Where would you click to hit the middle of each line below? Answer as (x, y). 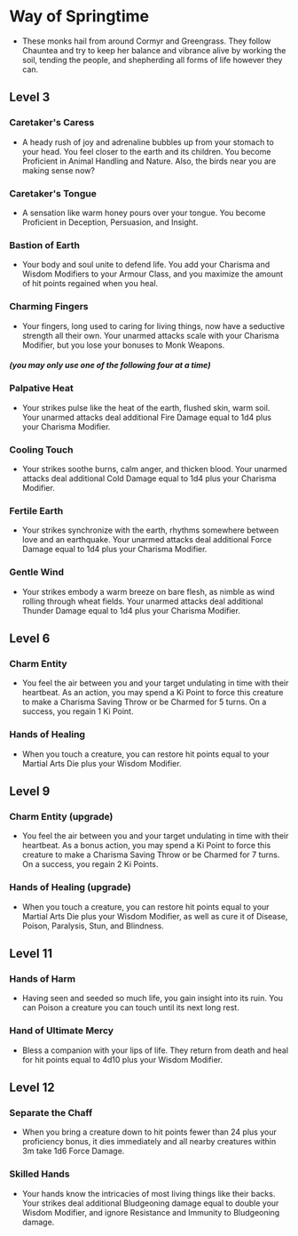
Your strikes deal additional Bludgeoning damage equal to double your (150, 1203)
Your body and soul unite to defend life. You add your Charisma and (146, 265)
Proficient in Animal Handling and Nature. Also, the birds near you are (149, 161)
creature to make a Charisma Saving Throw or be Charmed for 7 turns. (151, 855)
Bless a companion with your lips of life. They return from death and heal (155, 1050)
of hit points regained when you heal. (90, 284)
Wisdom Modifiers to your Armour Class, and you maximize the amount (153, 274)
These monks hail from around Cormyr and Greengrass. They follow (146, 41)
